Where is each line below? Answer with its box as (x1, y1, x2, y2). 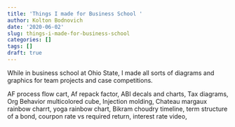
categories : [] (7, 36, 52, 44)
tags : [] (7, 43, 33, 50)
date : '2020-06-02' (7, 23, 65, 30)
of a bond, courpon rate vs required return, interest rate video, (7, 112, 187, 120)
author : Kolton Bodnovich (7, 17, 83, 24)
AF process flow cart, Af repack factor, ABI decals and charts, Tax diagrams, (7, 89, 229, 98)
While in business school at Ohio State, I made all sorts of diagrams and (7, 68, 215, 77)
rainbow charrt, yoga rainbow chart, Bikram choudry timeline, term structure (7, 105, 228, 113)
